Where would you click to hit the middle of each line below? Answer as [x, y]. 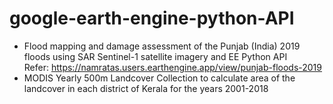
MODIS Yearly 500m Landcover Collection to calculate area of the [159, 78]
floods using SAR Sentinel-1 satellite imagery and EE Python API [155, 56]
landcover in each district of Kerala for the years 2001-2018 [146, 88]
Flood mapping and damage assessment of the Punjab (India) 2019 [162, 46]
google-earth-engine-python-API [152, 18]
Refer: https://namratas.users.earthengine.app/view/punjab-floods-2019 [172, 67]
